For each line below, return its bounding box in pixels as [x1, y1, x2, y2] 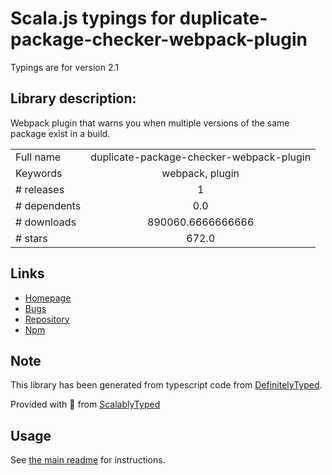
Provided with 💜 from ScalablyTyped [10, 398, 161, 411]
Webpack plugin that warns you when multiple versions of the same [10, 117, 290, 129]
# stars [15, 231, 48, 245]
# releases [15, 182, 65, 196]
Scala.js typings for [10, 7, 176, 30]
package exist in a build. [10, 127, 111, 139]
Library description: [10, 90, 137, 107]
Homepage [24, 292, 72, 304]
